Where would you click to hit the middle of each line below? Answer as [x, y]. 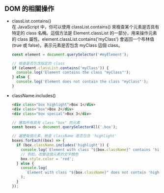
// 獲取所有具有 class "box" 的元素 [46, 123]
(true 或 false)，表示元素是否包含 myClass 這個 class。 [67, 45]
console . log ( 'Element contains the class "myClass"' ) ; [74, 73]
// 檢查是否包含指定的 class [38, 63]
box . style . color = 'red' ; [47, 159]
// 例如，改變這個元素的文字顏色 [50, 154]
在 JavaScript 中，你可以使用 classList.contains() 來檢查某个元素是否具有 [85, 27]
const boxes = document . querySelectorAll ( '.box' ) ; [65, 127]
